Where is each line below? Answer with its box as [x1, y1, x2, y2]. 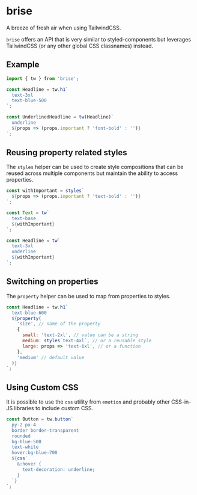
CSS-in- [171, 398, 192, 405]
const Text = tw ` [6, 210, 50, 216]
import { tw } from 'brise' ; [6, 75, 79, 82]
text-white [11, 444, 39, 450]
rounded [11, 433, 31, 439]
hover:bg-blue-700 [11, 450, 58, 456]
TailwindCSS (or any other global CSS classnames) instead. [6, 42, 154, 49]
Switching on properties [6, 277, 98, 287]
